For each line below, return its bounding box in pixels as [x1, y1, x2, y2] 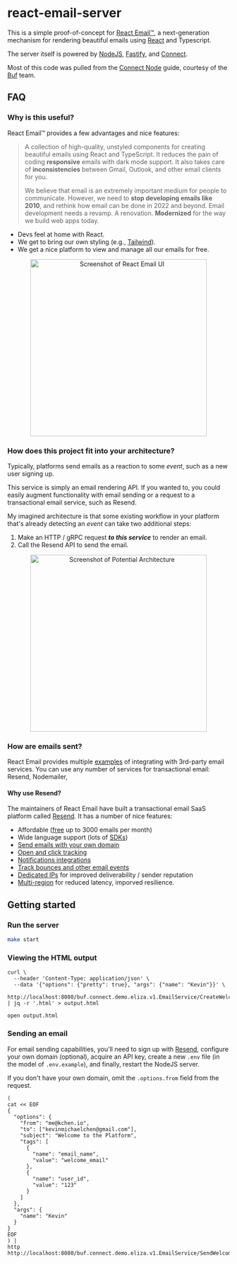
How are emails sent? [7, 741, 83, 751]
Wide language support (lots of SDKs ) [17, 833, 128, 841]
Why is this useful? [7, 113, 75, 122]
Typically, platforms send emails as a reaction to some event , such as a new [7, 461, 228, 470]
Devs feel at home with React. [17, 230, 105, 239]
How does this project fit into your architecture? [7, 446, 175, 456]
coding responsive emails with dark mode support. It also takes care [24, 157, 225, 166]
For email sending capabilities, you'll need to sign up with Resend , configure [7, 1045, 229, 1053]
